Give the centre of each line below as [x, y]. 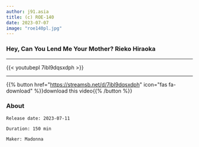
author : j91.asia [28, 12]
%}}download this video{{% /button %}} [83, 91]
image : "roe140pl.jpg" [34, 28]
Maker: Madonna [25, 139]
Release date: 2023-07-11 [38, 118]
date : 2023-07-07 [28, 23]
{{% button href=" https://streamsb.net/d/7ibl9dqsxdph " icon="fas [87, 84]
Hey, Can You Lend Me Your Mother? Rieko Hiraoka [81, 49]
